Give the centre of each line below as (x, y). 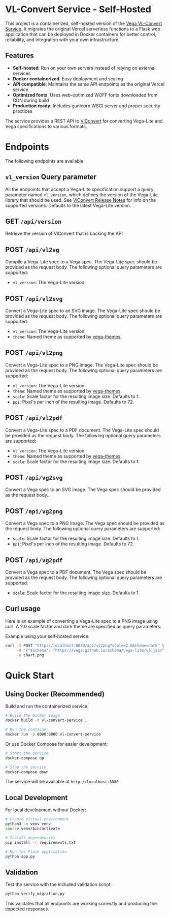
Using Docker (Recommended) (55, 694)
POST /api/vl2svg (34, 298)
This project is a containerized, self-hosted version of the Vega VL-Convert (84, 23)
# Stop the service (26, 767)
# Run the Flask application (36, 852)
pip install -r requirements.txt (41, 842)
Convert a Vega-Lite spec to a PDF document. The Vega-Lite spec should (82, 430)
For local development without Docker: (46, 810)
